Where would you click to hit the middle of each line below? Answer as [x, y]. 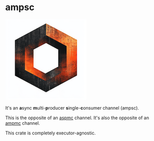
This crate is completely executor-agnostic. [51, 133]
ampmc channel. [23, 123]
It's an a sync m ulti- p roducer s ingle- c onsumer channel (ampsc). [72, 108]
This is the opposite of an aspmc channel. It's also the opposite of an [77, 118]
